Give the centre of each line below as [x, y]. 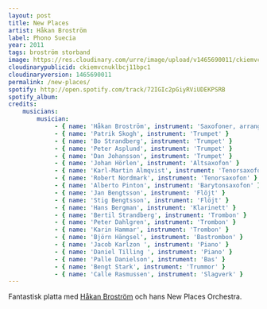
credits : [23, 104]
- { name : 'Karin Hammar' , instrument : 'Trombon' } [142, 230]
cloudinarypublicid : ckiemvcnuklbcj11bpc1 [79, 68]
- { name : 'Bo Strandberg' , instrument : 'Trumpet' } [143, 141]
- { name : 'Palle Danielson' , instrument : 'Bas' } [140, 259]
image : [19, 60]
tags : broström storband [49, 52]
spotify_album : [33, 97]
